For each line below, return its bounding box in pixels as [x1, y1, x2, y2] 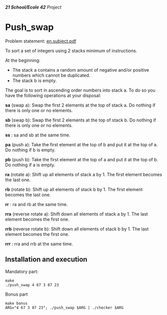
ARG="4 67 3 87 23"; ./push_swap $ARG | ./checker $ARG [5, 305, 124, 310]
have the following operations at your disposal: [5, 92, 101, 99]
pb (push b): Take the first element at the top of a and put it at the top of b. [5, 156, 159, 162]
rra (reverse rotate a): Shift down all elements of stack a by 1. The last [5, 211, 148, 217]
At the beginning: [5, 57, 41, 63]
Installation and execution [5, 255, 88, 264]
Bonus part [5, 291, 28, 297]
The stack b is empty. [12, 77, 57, 84]
